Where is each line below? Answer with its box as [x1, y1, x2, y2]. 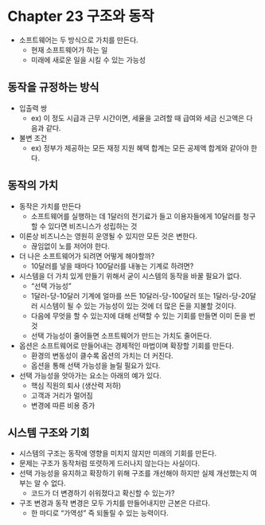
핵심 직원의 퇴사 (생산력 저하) [30, 380, 122, 390]
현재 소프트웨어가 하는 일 [30, 45, 108, 54]
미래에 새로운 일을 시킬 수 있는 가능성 [30, 55, 146, 65]
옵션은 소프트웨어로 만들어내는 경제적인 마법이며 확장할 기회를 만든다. [18, 340, 234, 351]
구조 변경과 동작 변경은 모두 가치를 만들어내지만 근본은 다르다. [18, 499, 211, 508]
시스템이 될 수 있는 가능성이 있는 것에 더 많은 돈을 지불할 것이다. [39, 300, 236, 311]
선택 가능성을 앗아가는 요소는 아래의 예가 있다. [18, 370, 162, 380]
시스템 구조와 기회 [7, 425, 90, 439]
